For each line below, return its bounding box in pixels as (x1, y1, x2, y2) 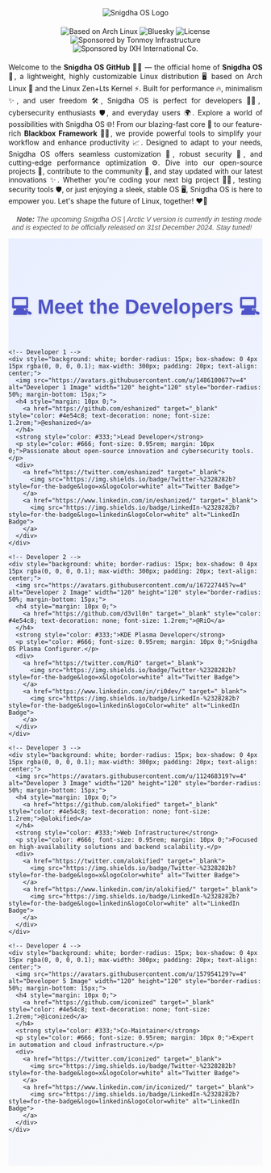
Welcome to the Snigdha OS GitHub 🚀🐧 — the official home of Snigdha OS (8, 62, 263, 72)
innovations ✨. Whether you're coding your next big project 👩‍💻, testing (8, 175, 262, 184)
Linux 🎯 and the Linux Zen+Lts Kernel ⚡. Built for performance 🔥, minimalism (8, 84, 263, 93)
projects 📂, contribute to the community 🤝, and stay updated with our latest (8, 166, 263, 176)
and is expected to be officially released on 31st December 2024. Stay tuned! (11, 223, 252, 232)
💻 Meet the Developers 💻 (10, 295, 261, 318)
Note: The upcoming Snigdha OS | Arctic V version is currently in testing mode (16, 215, 262, 224)
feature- (235, 120, 263, 128)
